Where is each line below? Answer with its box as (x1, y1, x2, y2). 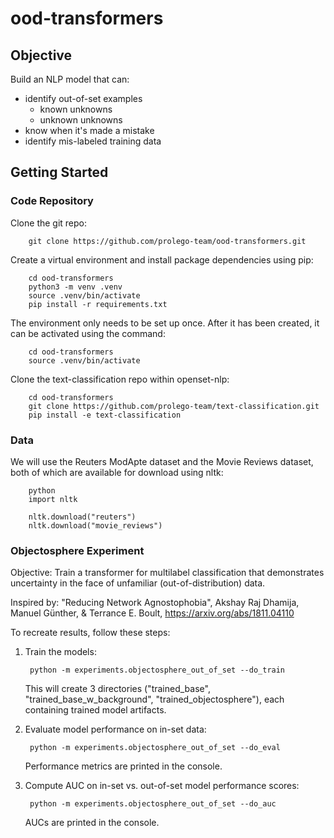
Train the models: (24, 646, 97, 658)
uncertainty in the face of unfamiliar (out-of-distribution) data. (10, 577, 266, 589)
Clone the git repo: (10, 217, 88, 229)
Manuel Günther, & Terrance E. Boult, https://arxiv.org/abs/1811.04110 (10, 607, 295, 619)
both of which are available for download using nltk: (10, 466, 224, 478)
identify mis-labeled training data (24, 135, 162, 147)
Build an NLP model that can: (10, 73, 130, 85)
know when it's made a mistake (24, 125, 155, 136)
